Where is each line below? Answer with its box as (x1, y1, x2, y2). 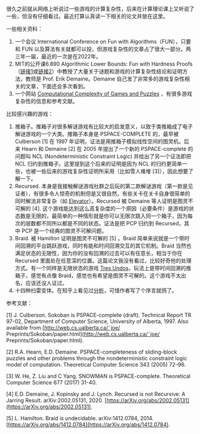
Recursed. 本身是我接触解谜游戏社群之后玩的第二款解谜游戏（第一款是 (14, 182, 188, 190)
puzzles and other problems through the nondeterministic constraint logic (6, 355, 187, 362)
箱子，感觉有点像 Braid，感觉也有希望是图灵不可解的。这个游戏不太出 (14, 272, 186, 279)
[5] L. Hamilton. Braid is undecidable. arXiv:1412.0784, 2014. (6, 415, 154, 421)
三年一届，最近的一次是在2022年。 (14, 53, 101, 60)
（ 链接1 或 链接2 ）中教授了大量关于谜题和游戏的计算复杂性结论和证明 (14, 68, 183, 75)
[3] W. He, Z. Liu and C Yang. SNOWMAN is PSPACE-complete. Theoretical (6, 373, 191, 380)
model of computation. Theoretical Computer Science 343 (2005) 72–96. (6, 361, 186, 368)
